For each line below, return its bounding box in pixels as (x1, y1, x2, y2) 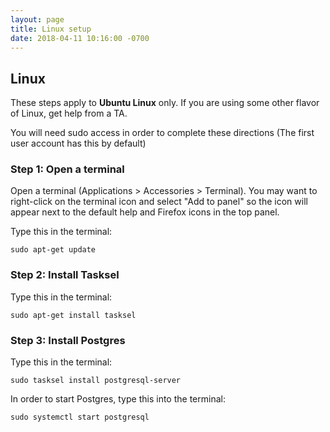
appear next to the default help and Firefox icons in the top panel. (10, 206, 280, 218)
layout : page (10, 14, 65, 25)
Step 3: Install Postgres (10, 333, 126, 347)
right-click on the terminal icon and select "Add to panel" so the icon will (10, 196, 308, 208)
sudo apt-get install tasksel (10, 310, 137, 320)
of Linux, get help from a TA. (10, 107, 128, 120)
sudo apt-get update (10, 245, 97, 255)
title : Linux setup (10, 24, 92, 34)
